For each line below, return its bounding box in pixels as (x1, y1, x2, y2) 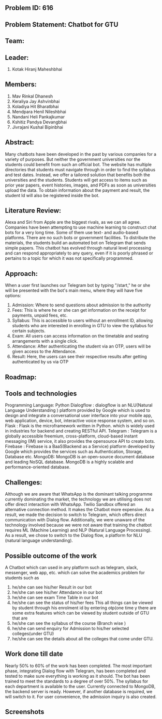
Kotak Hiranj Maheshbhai (12, 66, 62, 72)
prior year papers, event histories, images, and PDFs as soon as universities (5, 182, 156, 188)
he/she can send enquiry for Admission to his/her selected (12, 626, 129, 632)
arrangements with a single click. (12, 338, 78, 344)
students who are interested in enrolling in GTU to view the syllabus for (12, 323, 154, 329)
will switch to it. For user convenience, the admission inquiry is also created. (5, 694, 157, 700)
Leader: (5, 53, 29, 62)
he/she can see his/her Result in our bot (12, 585, 92, 590)
